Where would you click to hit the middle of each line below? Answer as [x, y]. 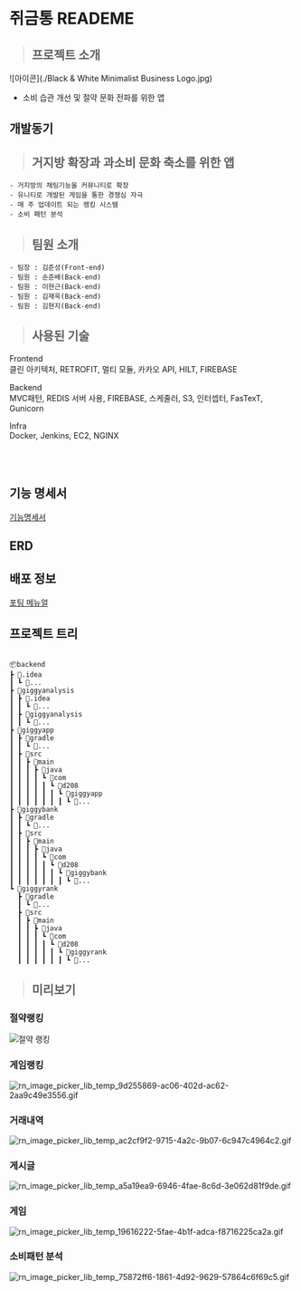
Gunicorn [27, 408]
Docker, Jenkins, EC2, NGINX [64, 435]
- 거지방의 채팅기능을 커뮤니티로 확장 [69, 186]
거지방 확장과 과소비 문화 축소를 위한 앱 [133, 163]
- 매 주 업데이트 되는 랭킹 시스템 [64, 205]
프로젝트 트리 [44, 634]
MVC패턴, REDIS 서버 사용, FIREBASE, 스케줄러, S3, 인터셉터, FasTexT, [136, 398]
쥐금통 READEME [72, 19]
